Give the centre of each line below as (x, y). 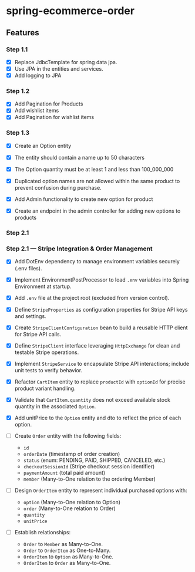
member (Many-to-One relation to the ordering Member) (89, 479)
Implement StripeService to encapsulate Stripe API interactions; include (102, 363)
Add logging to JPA (38, 75)
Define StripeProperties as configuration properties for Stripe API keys (101, 309)
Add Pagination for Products (49, 104)
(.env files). (28, 268)
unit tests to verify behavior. (48, 370)
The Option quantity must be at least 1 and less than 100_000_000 (94, 169)
